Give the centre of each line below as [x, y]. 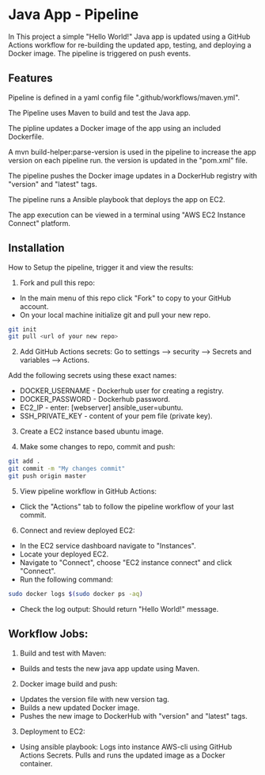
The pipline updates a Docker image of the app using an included [115, 128]
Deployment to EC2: [52, 731]
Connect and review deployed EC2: [78, 530]
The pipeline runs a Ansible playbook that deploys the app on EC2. [117, 199]
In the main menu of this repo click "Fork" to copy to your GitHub [125, 298]
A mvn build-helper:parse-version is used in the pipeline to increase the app [132, 151]
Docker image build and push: [68, 684]
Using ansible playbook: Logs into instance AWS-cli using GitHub [126, 746]
